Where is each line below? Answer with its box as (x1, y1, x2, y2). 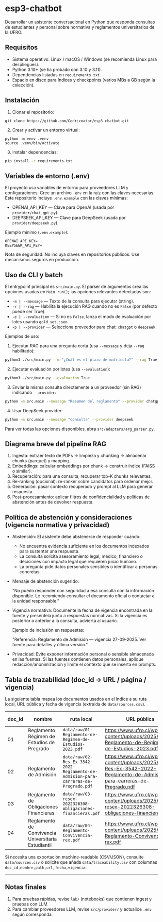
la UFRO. (5, 29, 23, 35)
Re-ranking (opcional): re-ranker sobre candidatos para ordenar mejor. (12, 479, 154, 485)
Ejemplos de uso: (5, 334, 40, 339)
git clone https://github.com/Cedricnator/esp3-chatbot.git (5, 118, 130, 123)
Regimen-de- (63, 737, 91, 742)
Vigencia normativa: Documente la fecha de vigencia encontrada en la (12, 607, 153, 613)
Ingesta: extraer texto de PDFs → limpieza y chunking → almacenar (12, 453, 147, 459)
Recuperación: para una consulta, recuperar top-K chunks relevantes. (12, 473, 152, 479)
